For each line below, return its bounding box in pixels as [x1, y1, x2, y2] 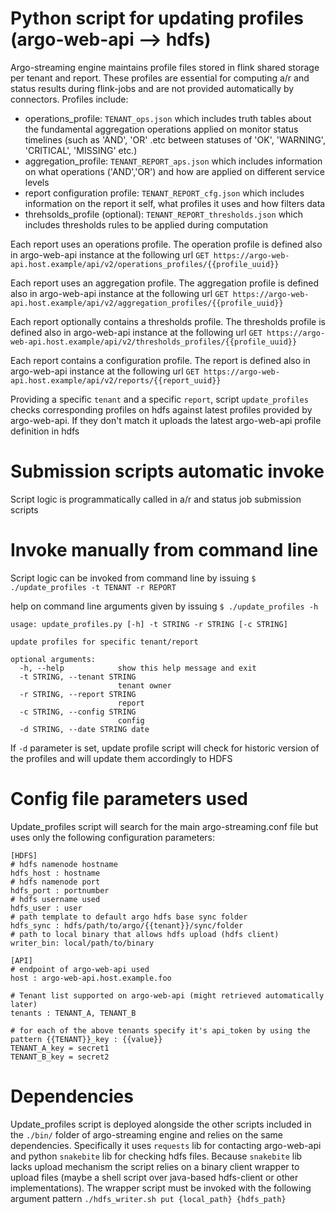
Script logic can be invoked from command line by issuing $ [10, 572, 257, 584]
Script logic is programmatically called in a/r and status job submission [10, 493, 302, 505]
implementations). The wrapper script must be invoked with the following [10, 1182, 312, 1194]
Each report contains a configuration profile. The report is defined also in [10, 354, 311, 366]
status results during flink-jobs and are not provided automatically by [10, 82, 295, 94]
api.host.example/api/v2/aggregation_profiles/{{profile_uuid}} [10, 298, 284, 308]
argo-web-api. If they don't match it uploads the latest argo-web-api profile [10, 414, 322, 426]
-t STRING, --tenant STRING [19, 672, 137, 682]
